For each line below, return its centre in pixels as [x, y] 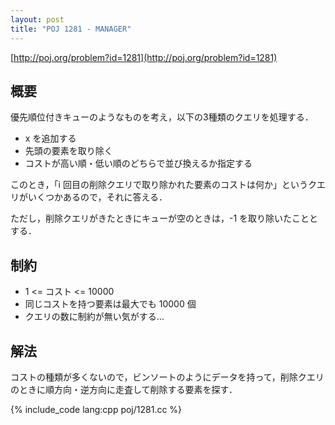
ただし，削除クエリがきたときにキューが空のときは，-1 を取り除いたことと [164, 218]
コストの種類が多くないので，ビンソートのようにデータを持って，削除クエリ [167, 377]
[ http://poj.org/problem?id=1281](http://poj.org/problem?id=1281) [144, 57]
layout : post [37, 19]
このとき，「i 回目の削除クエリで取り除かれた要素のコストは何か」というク [163, 185]
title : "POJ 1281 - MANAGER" [71, 29]
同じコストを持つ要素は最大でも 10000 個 [110, 304]
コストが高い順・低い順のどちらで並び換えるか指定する [138, 163]
